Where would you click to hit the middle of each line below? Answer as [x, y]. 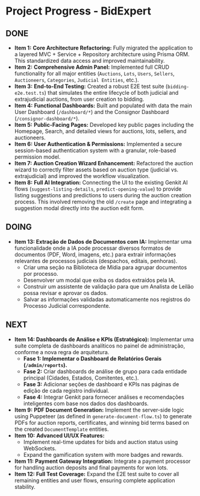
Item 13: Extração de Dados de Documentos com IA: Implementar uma [103, 241]
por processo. [41, 273]
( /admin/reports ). [45, 365]
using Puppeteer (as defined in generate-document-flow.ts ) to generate [103, 416]
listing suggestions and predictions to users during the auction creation [103, 195]
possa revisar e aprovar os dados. [65, 293]
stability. [25, 486]
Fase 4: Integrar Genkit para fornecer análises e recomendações [104, 397]
